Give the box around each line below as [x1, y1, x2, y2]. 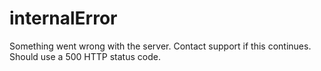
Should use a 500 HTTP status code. [9, 50, 161, 62]
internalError [9, 7, 118, 30]
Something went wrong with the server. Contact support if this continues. [9, 40, 312, 52]
